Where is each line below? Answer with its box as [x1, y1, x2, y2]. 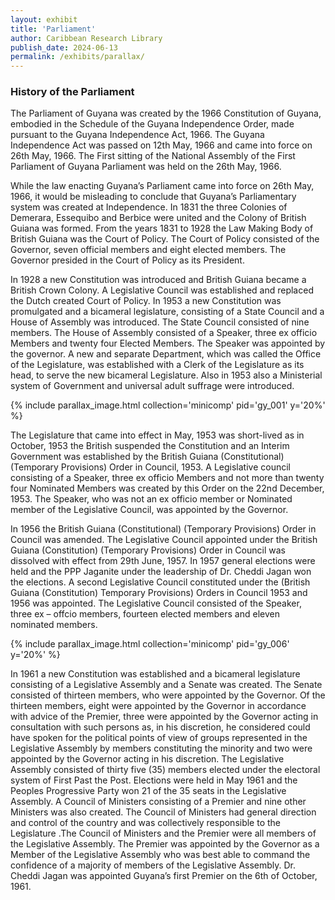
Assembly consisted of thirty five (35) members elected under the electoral [10, 764, 321, 776]
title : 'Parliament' [10, 24, 97, 34]
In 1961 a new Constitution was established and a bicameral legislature [10, 668, 301, 680]
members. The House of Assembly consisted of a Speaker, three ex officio [10, 327, 318, 339]
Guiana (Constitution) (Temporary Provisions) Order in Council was [10, 544, 286, 556]
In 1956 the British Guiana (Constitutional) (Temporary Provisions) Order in [10, 523, 317, 535]
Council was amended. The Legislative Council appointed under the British [10, 534, 318, 546]
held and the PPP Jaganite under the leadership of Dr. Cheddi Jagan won [10, 566, 312, 578]
